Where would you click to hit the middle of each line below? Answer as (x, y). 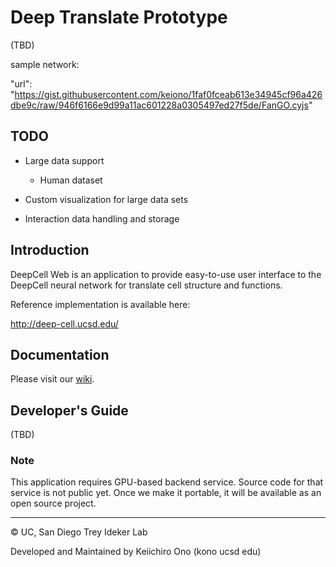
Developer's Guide (69, 410)
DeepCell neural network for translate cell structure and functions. (146, 285)
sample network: (45, 64)
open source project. (53, 503)
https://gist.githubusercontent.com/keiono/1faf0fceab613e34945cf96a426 (168, 94)
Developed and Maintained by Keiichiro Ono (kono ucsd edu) (136, 552)
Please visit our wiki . (52, 379)
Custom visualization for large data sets (106, 199)
